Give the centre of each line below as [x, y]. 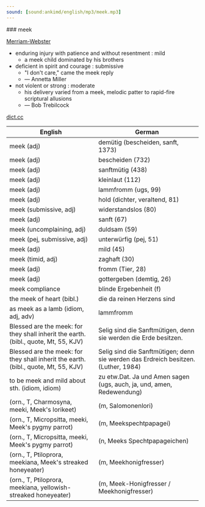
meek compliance [35, 289]
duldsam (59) [118, 229]
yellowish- [56, 487]
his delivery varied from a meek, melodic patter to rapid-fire [99, 92]
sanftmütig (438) [123, 170]
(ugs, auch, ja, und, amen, [135, 384]
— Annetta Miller [45, 79]
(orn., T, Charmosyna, [41, 402]
